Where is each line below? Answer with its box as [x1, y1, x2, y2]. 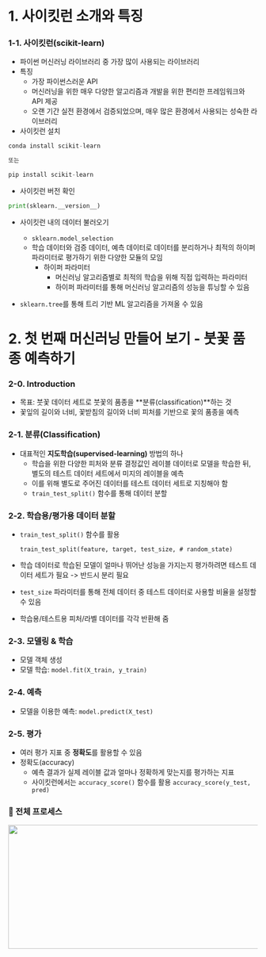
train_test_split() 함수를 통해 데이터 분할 [31, 488, 168, 498]
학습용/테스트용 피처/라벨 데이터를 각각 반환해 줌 [19, 614, 169, 623]
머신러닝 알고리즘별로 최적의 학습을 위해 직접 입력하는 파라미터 [55, 272, 248, 281]
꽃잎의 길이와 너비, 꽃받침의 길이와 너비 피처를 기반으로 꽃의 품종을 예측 [19, 408, 240, 417]
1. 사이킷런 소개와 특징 [8, 7, 144, 25]
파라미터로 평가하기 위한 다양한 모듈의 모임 [31, 252, 164, 262]
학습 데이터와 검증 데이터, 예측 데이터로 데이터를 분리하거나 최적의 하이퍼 [31, 243, 256, 252]
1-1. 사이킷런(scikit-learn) [8, 37, 105, 48]
